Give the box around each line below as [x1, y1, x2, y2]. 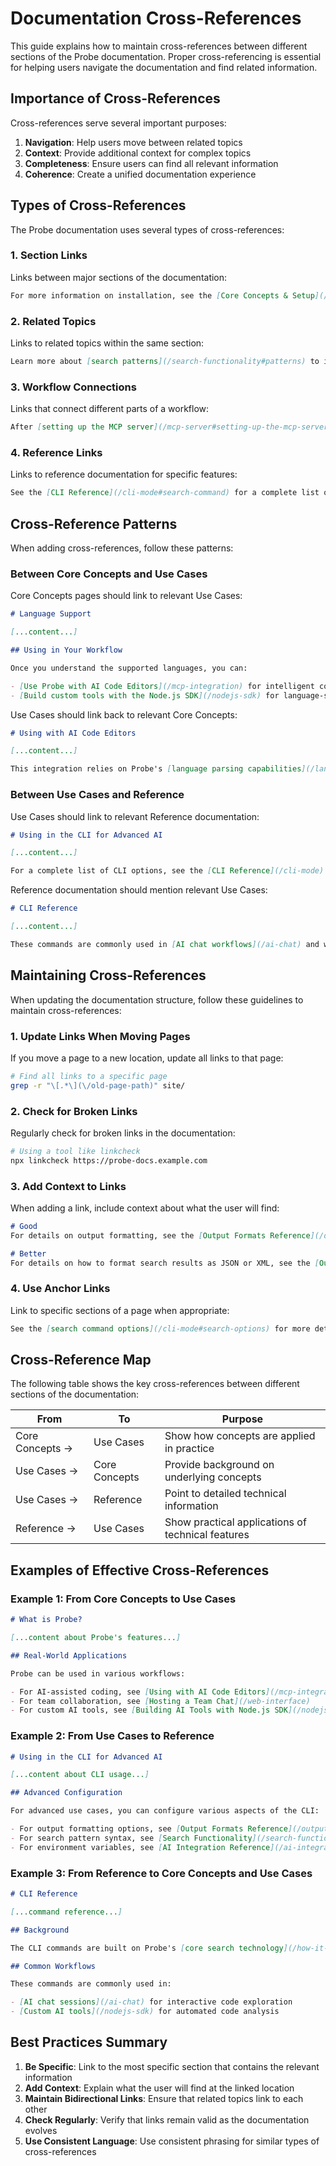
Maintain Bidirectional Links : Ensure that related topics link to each [24, 2092, 304, 2104]
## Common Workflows [10, 1961, 97, 1971]
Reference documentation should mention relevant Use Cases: [10, 884, 268, 896]
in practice [164, 1442, 215, 1456]
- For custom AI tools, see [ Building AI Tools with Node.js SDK [10, 1705, 288, 1716]
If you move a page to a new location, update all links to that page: [10, 1052, 284, 1064]
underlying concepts [164, 1470, 262, 1484]
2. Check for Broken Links [10, 1104, 138, 1118]
